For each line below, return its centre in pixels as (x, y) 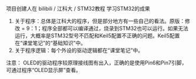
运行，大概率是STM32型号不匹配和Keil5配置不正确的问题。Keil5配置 (97, 36)
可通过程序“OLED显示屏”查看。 (44, 70)
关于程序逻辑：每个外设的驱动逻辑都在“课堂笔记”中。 (79, 50)
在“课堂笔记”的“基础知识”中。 (50, 43)
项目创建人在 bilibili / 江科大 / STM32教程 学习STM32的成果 (78, 8)
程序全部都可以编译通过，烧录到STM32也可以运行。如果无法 (115, 28)
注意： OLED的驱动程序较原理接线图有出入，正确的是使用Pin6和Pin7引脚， (97, 63)
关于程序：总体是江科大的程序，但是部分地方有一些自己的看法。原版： (100, 21)
